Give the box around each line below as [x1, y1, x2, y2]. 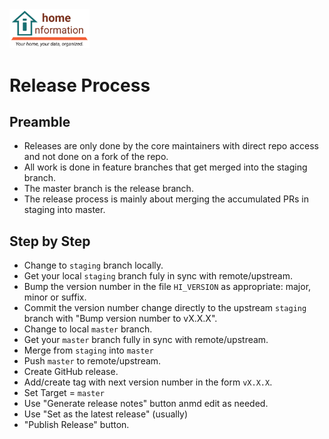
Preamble [9, 113, 71, 130]
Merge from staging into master [23, 344, 154, 357]
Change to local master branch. [23, 323, 153, 335]
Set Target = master [23, 387, 105, 399]
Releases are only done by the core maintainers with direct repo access [23, 140, 319, 152]
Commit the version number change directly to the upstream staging [23, 302, 307, 314]
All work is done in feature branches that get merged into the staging [23, 161, 308, 173]
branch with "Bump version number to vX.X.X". [23, 313, 218, 325]
